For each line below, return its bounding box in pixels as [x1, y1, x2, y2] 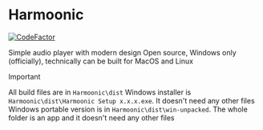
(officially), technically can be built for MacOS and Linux [8, 56, 194, 66]
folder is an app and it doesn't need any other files [8, 112, 175, 122]
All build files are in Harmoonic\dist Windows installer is [8, 87, 192, 97]
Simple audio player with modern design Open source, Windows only [8, 47, 237, 57]
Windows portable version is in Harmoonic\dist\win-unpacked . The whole [8, 104, 249, 114]
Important [8, 71, 41, 81]
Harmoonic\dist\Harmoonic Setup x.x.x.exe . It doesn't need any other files [8, 95, 255, 105]
